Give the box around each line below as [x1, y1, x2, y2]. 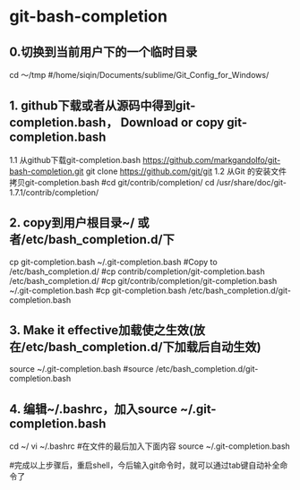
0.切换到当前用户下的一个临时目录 [9, 44, 198, 59]
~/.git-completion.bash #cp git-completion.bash [9, 285, 186, 296]
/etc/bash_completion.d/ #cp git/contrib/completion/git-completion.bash [9, 275, 278, 286]
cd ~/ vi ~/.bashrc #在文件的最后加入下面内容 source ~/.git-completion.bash [9, 441, 291, 451]
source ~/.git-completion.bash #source [9, 364, 154, 374]
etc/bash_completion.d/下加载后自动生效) [25, 340, 261, 355]
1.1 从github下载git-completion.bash [9, 154, 141, 165]
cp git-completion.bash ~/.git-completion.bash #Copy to [9, 256, 218, 267]
